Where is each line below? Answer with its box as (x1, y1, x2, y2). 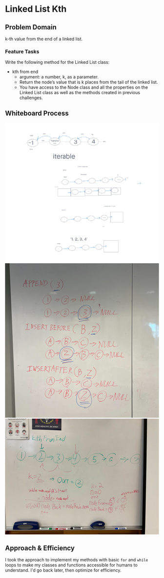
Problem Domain (5, 23, 57, 31)
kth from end (12, 69, 39, 75)
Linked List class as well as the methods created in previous (19, 90, 141, 96)
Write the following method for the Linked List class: (5, 59, 110, 65)
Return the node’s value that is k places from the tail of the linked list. (19, 79, 158, 85)
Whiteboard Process (5, 109, 69, 117)
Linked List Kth (5, 3, 67, 15)
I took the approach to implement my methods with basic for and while (5, 557, 148, 563)
